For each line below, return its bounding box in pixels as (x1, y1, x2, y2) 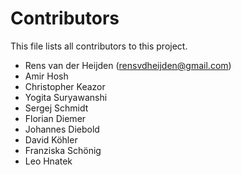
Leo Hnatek (24, 155, 73, 167)
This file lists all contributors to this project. (10, 40, 188, 52)
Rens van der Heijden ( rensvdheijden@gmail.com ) (24, 59, 232, 71)
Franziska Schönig (24, 144, 102, 156)
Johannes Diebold (24, 123, 100, 135)
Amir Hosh (24, 70, 69, 82)
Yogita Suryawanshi (24, 91, 108, 103)
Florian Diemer (24, 112, 87, 124)
